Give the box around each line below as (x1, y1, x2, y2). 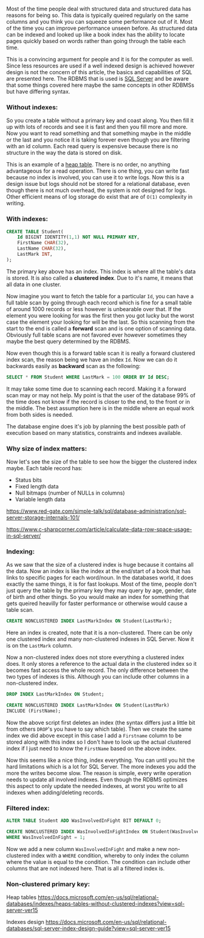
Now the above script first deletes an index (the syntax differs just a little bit (6, 719, 195, 726)
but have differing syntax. (6, 88, 70, 95)
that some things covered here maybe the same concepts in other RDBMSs (6, 81, 194, 89)
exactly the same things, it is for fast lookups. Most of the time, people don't (6, 580, 197, 588)
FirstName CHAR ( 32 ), (17, 240, 69, 246)
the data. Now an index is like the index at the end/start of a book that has (6, 567, 191, 575)
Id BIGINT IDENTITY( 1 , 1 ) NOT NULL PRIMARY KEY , (17, 234, 140, 241)
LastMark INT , (17, 252, 53, 258)
